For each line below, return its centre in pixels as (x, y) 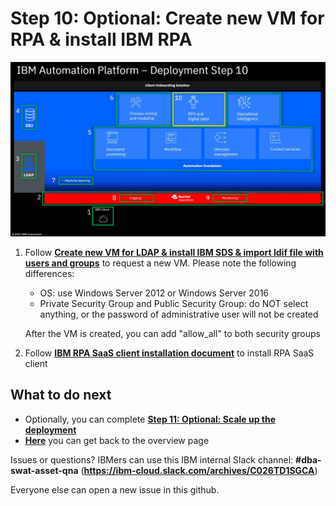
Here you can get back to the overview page (117, 440)
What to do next (61, 395)
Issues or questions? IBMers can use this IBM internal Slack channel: (152, 459)
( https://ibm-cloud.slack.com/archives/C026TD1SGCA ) (199, 470)
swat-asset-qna (44, 470)
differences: (49, 273)
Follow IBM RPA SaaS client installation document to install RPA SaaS (169, 353)
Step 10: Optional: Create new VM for (167, 18)
